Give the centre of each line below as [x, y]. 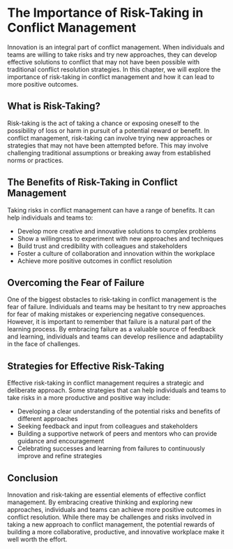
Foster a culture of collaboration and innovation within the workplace [116, 253]
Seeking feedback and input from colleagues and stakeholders [107, 426]
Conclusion [33, 478]
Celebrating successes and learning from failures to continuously [111, 448]
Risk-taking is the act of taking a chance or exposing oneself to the [104, 123]
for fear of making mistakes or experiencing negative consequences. [106, 314]
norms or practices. [36, 160]
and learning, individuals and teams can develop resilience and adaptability [115, 336]
